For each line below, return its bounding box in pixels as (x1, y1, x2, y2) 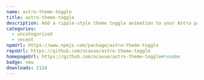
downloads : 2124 (6, 64, 47, 71)
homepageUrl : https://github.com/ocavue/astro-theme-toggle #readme (6, 54, 181, 60)
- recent (12, 37, 34, 43)
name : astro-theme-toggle (6, 8, 72, 15)
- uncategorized (12, 31, 53, 37)
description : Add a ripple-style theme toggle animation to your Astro (6, 20, 191, 26)
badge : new (6, 59, 34, 65)
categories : (6, 25, 36, 32)
